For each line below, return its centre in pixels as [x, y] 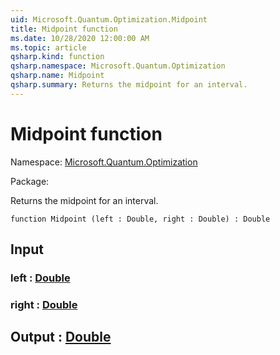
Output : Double [61, 337]
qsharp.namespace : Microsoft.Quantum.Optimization [118, 66]
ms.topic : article [48, 47]
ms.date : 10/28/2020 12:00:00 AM [80, 38]
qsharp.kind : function [57, 57]
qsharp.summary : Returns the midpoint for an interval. [129, 85]
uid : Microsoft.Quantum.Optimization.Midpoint [109, 19]
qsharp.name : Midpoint [57, 76]
